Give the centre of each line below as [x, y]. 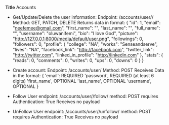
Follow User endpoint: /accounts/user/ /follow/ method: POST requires [85, 96]
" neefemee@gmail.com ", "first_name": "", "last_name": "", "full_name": [86, 28]
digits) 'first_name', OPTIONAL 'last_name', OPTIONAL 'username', [82, 81]
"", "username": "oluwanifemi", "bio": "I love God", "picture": [75, 33]
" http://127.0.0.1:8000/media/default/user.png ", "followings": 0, [78, 39]
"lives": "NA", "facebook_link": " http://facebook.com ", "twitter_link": [83, 50]
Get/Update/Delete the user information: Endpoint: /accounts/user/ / [83, 17]
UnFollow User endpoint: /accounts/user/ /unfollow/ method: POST [82, 112]
